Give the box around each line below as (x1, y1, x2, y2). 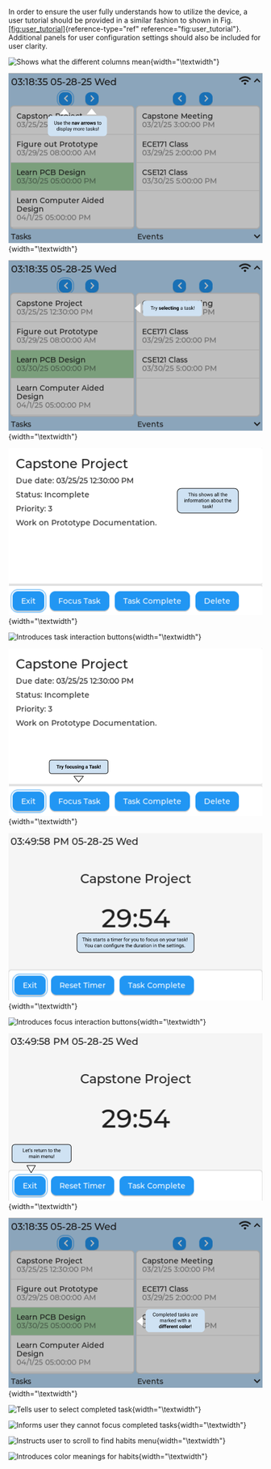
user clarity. (8, 41, 48, 51)
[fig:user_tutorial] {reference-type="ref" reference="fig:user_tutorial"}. (8, 24, 242, 33)
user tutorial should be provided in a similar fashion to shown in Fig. (8, 15, 233, 25)
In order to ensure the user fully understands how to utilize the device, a (8, 7, 248, 16)
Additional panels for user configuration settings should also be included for (8, 32, 261, 42)
